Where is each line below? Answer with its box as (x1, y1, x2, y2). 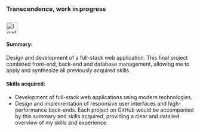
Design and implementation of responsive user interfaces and (14, 100, 167, 107)
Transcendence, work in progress (6, 5, 106, 13)
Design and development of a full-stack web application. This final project (6, 54, 188, 61)
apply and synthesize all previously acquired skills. (6, 66, 131, 73)
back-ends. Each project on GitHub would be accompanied (48, 106, 194, 113)
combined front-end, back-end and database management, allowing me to (6, 60, 190, 67)
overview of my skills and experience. (14, 119, 108, 126)
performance (14, 106, 48, 113)
